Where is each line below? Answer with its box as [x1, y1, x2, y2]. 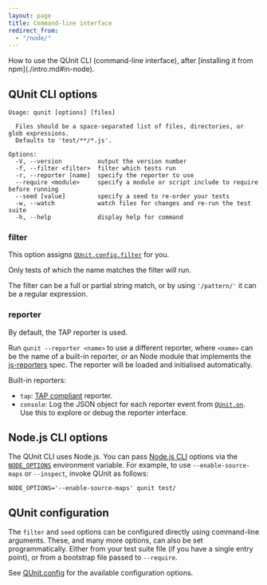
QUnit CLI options [8, 87, 98, 101]
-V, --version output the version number [15, 157, 187, 166]
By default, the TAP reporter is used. [8, 327, 128, 337]
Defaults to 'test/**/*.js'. [15, 136, 112, 144]
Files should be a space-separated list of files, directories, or [15, 123, 245, 131]
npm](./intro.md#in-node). [8, 65, 95, 74]
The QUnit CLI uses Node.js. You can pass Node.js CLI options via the [8, 452, 238, 461]
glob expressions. [8, 129, 69, 138]
